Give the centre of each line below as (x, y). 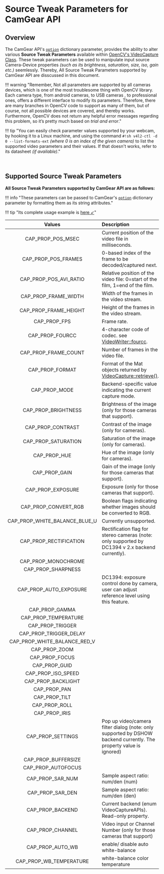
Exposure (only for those (130, 487)
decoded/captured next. (130, 265)
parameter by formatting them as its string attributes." (59, 203)
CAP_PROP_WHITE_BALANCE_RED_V (52, 641)
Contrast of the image (127, 424)
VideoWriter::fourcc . (125, 341)
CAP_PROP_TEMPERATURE (52, 617)
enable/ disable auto (125, 844)
